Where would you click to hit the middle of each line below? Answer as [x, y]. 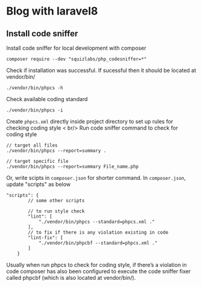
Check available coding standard [47, 99]
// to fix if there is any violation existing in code [98, 233]
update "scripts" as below [39, 184]
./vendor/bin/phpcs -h [35, 88]
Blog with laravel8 [52, 11]
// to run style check [56, 211]
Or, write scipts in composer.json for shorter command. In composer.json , [96, 178]
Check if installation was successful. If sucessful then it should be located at [101, 70]
